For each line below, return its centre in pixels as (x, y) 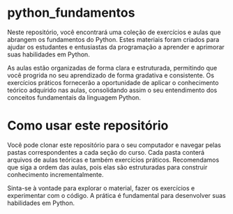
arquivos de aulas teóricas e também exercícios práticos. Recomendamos (113, 160)
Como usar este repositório (88, 126)
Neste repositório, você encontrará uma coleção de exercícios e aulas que (114, 32)
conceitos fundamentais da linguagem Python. (74, 97)
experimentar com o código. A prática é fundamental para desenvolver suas (116, 195)
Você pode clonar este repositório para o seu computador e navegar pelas (114, 145)
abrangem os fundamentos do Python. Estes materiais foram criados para (113, 39)
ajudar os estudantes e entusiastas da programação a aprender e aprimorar (116, 47)
